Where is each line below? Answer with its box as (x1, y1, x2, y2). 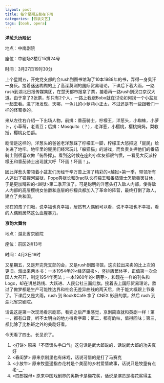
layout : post (5, 7, 32, 12)
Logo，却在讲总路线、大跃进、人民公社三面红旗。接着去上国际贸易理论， (5, 280, 152, 287)
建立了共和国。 (5, 193, 35, 199)
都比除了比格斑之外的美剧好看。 (5, 321, 69, 327)
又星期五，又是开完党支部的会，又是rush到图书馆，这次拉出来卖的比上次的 (5, 262, 155, 268)
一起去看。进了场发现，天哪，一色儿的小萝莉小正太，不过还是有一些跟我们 (5, 101, 155, 107)
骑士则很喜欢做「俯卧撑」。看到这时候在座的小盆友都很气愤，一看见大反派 (5, 152, 153, 158)
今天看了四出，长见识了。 (5, 332, 57, 338)
